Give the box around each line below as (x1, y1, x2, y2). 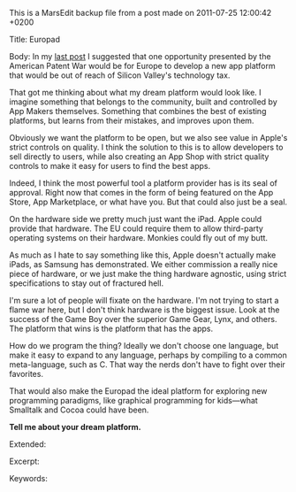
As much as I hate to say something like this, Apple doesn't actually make (9, 250, 277, 260)
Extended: (9, 439, 47, 450)
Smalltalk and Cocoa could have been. (9, 404, 149, 415)
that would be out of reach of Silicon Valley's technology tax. (9, 70, 231, 81)
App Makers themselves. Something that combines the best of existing (9, 106, 267, 116)
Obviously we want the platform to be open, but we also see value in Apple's (9, 133, 288, 142)
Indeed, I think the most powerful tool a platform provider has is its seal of (9, 178, 278, 188)
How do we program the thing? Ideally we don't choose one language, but (9, 341, 279, 350)
